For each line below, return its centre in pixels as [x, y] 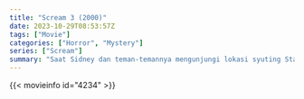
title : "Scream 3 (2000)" [58, 18]
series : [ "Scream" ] [46, 51]
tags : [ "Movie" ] [40, 34]
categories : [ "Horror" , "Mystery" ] [76, 43]
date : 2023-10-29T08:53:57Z [62, 26]
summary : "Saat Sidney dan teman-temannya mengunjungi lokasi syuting [145, 59]
